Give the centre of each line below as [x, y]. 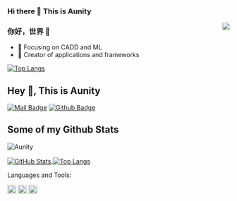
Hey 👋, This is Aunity [54, 91]
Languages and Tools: [39, 175]
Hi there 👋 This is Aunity [49, 11]
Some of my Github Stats [63, 130]
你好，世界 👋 [29, 31]
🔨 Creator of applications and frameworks [78, 55]
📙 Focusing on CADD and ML [60, 47]
